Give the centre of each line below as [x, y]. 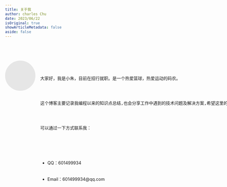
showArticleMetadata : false [33, 28]
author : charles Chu [26, 14]
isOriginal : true [23, 23]
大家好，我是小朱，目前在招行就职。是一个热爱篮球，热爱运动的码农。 [110, 79]
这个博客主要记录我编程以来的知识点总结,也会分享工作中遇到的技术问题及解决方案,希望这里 [132, 103]
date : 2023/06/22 [23, 18]
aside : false [18, 32]
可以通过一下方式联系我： [66, 128]
